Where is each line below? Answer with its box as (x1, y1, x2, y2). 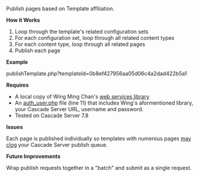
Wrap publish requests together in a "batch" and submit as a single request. (6, 165, 192, 171)
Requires (6, 81, 29, 88)
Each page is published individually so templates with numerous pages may (6, 135, 191, 142)
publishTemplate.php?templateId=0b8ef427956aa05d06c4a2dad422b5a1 (6, 70, 187, 77)
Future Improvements (6, 153, 61, 160)
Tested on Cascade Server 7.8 (14, 112, 89, 119)
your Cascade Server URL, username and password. (14, 106, 144, 112)
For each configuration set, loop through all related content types (14, 34, 175, 41)
